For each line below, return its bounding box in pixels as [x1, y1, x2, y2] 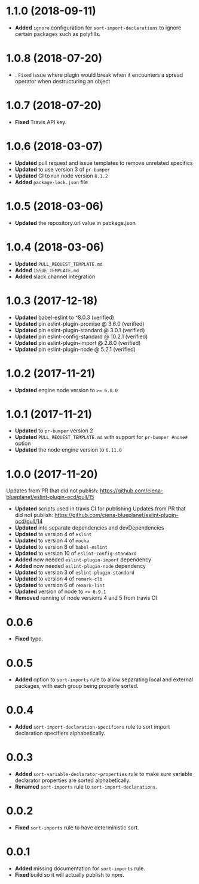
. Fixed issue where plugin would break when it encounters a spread [14, 71, 183, 79]
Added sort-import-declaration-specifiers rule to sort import [14, 723, 170, 730]
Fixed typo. [14, 635, 44, 642]
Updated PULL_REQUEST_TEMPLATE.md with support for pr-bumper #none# [14, 434, 188, 441]
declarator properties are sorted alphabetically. [14, 777, 131, 784]
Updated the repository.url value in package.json [14, 219, 136, 226]
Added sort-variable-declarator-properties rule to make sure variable [14, 771, 192, 778]
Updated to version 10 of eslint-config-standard [14, 550, 137, 557]
